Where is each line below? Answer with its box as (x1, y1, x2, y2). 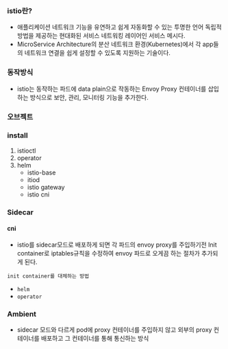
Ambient (7, 309, 36, 319)
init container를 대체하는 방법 (7, 273, 90, 280)
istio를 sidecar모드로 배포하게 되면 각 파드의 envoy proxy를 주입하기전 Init (16, 240, 217, 249)
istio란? (7, 5, 33, 15)
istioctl (16, 146, 36, 155)
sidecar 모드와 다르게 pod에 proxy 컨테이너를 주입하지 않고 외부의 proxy (16, 326, 212, 334)
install (7, 131, 29, 140)
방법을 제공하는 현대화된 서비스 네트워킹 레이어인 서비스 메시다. (16, 32, 186, 40)
